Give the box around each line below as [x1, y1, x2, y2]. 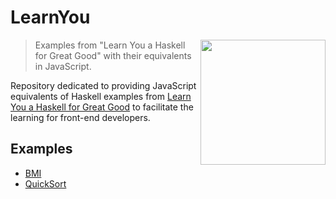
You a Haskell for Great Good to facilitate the [10, 101, 194, 113]
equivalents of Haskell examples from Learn [10, 90, 192, 102]
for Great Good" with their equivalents [34, 49, 192, 61]
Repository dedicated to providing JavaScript [10, 79, 197, 91]
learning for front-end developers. [10, 111, 151, 123]
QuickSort [24, 177, 67, 190]
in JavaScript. [34, 60, 92, 72]
